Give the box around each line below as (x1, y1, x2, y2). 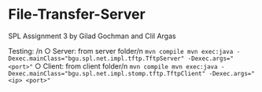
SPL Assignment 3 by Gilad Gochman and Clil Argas (8, 31, 176, 41)
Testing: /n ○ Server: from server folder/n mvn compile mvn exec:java (8, 46, 234, 55)
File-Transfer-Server (8, 5, 146, 23)
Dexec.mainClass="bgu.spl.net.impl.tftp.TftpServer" (8, 55, 185, 62)
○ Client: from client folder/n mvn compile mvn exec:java (35, 61, 218, 71)
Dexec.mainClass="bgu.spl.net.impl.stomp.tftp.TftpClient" (8, 69, 206, 77)
